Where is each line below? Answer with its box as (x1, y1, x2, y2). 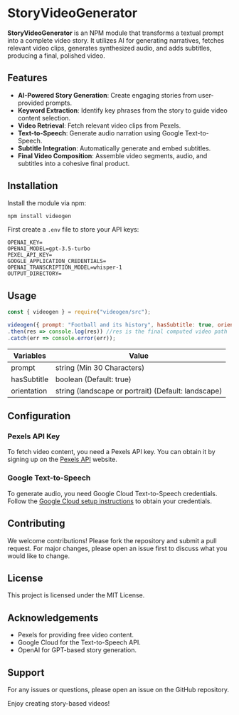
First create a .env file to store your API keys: (7, 225, 139, 234)
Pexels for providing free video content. (17, 631, 134, 639)
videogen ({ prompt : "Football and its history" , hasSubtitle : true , (7, 322, 215, 329)
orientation (11, 386, 48, 396)
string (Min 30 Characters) (55, 362, 145, 372)
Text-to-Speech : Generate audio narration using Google (17, 128, 184, 137)
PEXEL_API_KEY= (7, 252, 53, 259)
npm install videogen (7, 212, 72, 220)
